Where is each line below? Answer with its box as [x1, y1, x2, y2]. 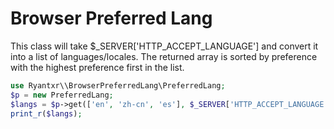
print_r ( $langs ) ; [10, 108, 83, 119]
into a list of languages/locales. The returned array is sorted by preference [10, 50, 318, 62]
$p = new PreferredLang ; [10, 90, 114, 100]
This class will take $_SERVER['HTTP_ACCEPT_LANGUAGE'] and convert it [10, 40, 319, 52]
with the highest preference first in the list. [10, 61, 185, 73]
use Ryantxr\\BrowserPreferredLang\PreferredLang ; [10, 80, 226, 91]
